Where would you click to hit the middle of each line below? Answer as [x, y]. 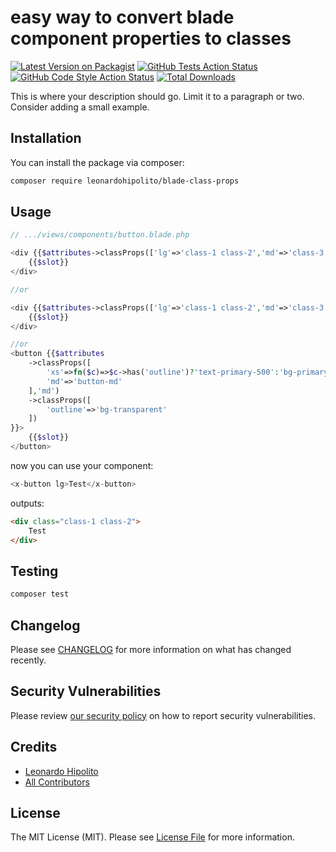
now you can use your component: [82, 465]
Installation [46, 138]
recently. [28, 660]
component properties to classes [151, 38]
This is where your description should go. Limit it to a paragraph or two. [157, 96]
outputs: [27, 503]
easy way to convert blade [122, 17]
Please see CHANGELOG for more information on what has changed [151, 649]
